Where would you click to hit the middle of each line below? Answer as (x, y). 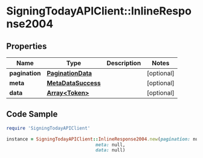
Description (124, 63)
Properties (27, 46)
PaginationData (69, 73)
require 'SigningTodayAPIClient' (48, 128)
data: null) (111, 150)
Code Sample (32, 114)
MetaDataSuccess (74, 83)
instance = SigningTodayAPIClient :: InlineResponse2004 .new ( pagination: (98, 139)
